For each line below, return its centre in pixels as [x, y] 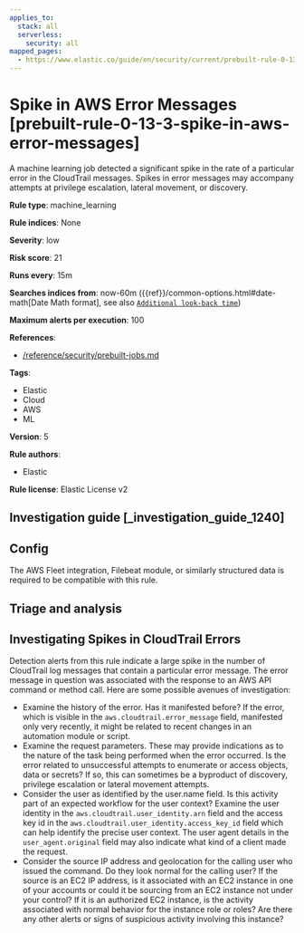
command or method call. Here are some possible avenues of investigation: [150, 690]
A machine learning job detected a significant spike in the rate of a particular [152, 168]
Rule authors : [35, 454]
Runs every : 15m [41, 275]
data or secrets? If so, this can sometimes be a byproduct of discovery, [155, 774]
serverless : [40, 34]
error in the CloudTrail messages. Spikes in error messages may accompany [152, 178]
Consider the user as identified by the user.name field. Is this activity [150, 794]
